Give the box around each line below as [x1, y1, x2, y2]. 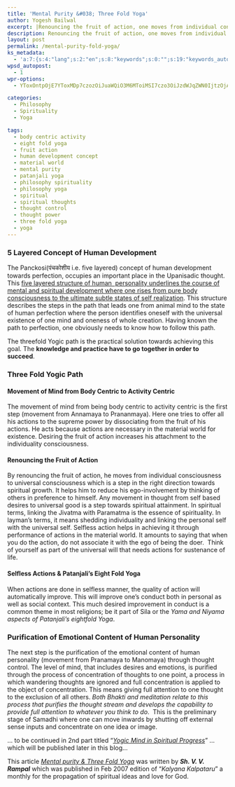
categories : [7, 95, 42, 102]
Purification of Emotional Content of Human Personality [7, 632, 201, 642]
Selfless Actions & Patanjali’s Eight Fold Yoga [7, 569, 141, 577]
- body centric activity [13, 133, 86, 140]
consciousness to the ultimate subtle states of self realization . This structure [7, 294, 227, 302]
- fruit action [13, 146, 58, 153]
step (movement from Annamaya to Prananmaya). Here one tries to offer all [7, 410, 225, 418]
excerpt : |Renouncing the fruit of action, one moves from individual [7, 23, 218, 30]
